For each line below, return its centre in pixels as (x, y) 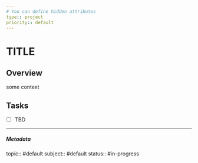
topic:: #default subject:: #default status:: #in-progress (73, 154)
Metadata (19, 139)
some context (23, 87)
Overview (24, 73)
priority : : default (30, 22)
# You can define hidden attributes (51, 11)
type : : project (25, 17)
